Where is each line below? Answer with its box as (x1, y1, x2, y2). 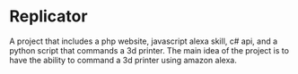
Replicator (9, 6, 88, 27)
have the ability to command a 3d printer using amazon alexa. (9, 54, 238, 65)
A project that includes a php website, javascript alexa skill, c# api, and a (9, 36, 278, 46)
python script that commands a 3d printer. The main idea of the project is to (9, 45, 290, 55)
